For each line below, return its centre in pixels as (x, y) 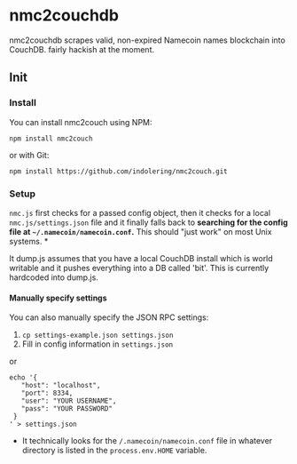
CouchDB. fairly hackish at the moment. (82, 49)
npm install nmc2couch (51, 139)
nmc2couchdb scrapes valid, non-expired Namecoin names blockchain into (147, 40)
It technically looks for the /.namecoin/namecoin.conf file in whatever (147, 441)
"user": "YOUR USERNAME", (69, 401)
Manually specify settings (59, 298)
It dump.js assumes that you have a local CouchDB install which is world (141, 258)
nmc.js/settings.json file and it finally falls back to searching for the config (148, 222)
